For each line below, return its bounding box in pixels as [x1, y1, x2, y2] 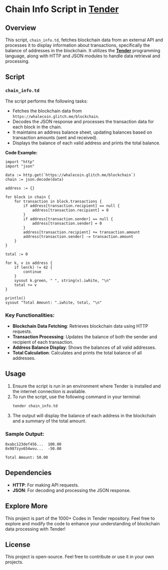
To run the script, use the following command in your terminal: [12, 394, 141, 400]
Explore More [5, 502, 48, 511]
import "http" [5, 159, 35, 164]
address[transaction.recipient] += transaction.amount [23, 230, 140, 235]
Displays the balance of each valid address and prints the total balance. [12, 140, 160, 146]
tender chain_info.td [12, 403, 58, 408]
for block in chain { [5, 195, 51, 200]
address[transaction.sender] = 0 [32, 221, 102, 226]
